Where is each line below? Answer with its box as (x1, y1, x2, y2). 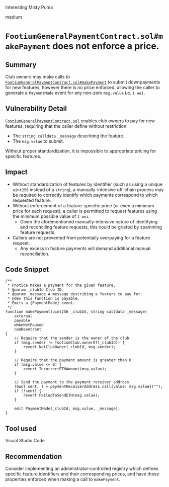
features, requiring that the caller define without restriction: (5, 123, 128, 129)
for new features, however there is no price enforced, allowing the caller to (5, 85, 160, 90)
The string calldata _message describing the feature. (12, 133, 125, 139)
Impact (5, 168, 28, 177)
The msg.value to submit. (12, 138, 64, 144)
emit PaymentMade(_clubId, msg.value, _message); (14, 406, 121, 412)
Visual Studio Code (5, 438, 45, 444)
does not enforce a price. (52, 40, 159, 52)
